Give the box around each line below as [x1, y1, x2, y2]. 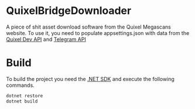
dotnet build [6, 98, 38, 104]
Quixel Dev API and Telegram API [6, 36, 86, 43]
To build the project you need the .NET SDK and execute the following [6, 75, 175, 82]
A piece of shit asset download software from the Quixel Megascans [6, 23, 171, 30]
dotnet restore [6, 93, 43, 99]
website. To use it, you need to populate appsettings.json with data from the [6, 29, 190, 36]
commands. [6, 82, 35, 89]
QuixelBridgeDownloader [6, 4, 132, 17]
